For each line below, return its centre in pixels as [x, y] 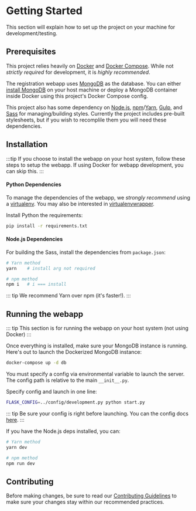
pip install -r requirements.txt [47, 226]
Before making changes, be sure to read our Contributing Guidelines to [92, 496]
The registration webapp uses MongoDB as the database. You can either [94, 83]
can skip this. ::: [25, 171]
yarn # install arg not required [51, 268]
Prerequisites [31, 52]
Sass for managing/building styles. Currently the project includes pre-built [95, 113]
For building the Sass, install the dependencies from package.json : [86, 252]
